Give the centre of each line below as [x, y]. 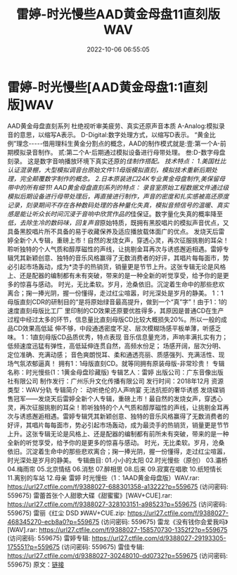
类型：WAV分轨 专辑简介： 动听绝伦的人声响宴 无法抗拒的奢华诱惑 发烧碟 [113, 390]
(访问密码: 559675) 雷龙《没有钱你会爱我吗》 [165, 522]
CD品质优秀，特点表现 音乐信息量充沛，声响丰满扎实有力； [143, 337]
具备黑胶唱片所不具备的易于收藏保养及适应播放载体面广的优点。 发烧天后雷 [116, 231]
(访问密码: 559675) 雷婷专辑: [49, 538]
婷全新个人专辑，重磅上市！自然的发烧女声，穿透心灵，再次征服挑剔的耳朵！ [118, 240]
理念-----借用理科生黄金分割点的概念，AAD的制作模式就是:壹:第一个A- [118, 143]
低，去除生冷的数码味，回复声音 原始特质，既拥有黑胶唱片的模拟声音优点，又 [118, 222]
